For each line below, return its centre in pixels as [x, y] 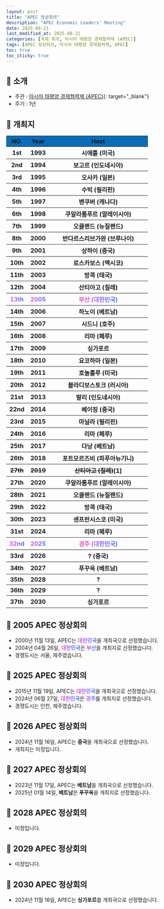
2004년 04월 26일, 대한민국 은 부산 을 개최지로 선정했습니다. [84, 648]
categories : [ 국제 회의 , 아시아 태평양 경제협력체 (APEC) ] [71, 39]
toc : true [18, 50]
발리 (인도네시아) [98, 397]
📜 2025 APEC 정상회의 [46, 676]
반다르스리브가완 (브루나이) [98, 239]
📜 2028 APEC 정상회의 [46, 813]
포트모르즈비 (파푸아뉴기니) [98, 458]
